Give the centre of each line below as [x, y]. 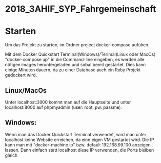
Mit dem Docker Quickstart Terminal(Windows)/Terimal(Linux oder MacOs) [80, 54]
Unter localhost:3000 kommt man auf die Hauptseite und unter [68, 102]
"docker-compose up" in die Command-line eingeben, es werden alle [75, 60]
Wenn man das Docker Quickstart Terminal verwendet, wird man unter [76, 134]
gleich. [12, 155]
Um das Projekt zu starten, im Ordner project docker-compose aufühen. [77, 45]
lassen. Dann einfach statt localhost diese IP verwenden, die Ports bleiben [80, 150]
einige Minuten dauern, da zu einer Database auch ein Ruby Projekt [73, 70]
